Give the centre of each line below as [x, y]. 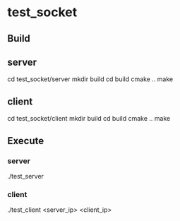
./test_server [26, 176]
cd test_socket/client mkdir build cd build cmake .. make [89, 119]
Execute [26, 141]
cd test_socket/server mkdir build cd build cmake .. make [90, 79]
